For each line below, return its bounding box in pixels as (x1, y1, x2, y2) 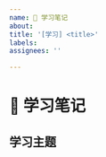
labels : (9, 38, 38, 48)
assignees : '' (9, 47, 62, 56)
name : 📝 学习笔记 (9, 13, 69, 22)
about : (9, 22, 34, 31)
